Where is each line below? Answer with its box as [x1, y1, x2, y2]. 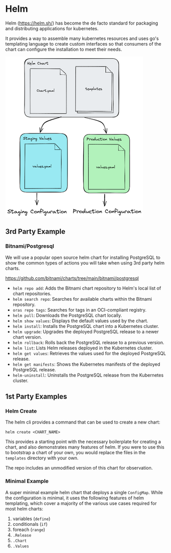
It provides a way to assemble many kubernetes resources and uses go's [5, 35, 159, 41]
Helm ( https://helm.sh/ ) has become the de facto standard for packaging [5, 20, 158, 26]
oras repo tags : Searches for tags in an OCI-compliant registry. [12, 306, 147, 313]
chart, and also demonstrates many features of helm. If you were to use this [5, 444, 165, 450]
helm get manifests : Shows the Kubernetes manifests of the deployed [12, 361, 161, 367]
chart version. [12, 334, 42, 340]
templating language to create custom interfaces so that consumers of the [5, 40, 162, 47]
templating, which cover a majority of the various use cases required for [5, 500, 157, 506]
